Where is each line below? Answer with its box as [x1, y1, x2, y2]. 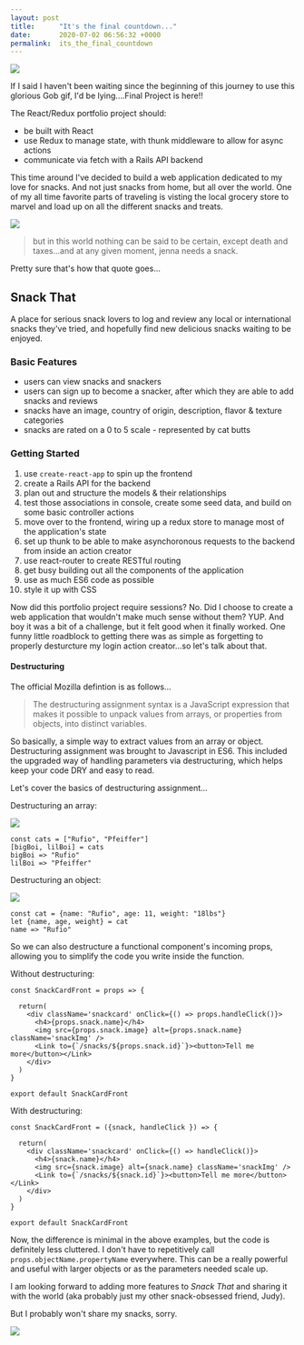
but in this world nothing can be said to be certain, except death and [32, 236, 289, 246]
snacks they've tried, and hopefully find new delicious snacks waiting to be [10, 324, 291, 335]
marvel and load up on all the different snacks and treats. [10, 201, 223, 212]
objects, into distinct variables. [32, 718, 148, 728]
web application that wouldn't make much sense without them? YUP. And [10, 611, 285, 622]
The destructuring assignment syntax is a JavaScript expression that [32, 698, 289, 709]
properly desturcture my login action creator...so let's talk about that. [10, 640, 268, 651]
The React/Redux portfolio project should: [10, 108, 167, 119]
